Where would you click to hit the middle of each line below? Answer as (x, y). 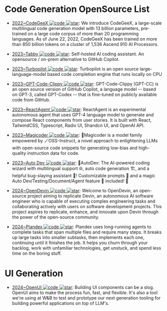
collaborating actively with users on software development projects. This (87, 206)
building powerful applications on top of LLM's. (60, 303)
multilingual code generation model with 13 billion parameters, (76, 28)
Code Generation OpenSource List (77, 9)
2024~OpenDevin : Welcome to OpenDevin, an (75, 190)
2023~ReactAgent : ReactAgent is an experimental (79, 109)
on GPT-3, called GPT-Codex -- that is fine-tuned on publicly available (84, 94)
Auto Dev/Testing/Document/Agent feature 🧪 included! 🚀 (70, 181)
